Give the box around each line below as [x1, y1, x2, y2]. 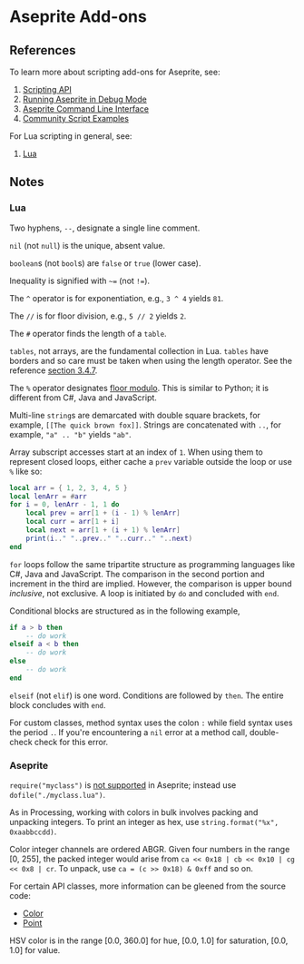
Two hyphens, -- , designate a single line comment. [9, 222, 201, 233]
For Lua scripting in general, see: [9, 131, 132, 142]
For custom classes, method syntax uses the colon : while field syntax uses [9, 717, 293, 728]
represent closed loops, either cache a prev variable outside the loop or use [9, 456, 292, 467]
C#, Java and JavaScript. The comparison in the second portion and [9, 568, 265, 579]
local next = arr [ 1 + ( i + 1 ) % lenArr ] [25, 526, 181, 535]
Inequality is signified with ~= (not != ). [9, 275, 151, 286]
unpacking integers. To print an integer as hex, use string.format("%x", [9, 817, 279, 828]
